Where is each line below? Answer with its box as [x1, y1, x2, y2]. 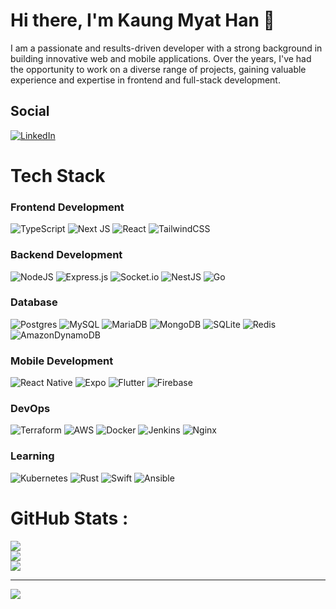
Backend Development [10, 248, 123, 262]
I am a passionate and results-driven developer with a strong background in [10, 42, 323, 54]
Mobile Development [10, 354, 114, 368]
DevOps [10, 402, 51, 416]
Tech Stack [10, 164, 106, 187]
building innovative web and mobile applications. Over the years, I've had [10, 52, 312, 64]
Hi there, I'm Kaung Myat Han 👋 [10, 9, 275, 32]
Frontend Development [10, 200, 125, 214]
